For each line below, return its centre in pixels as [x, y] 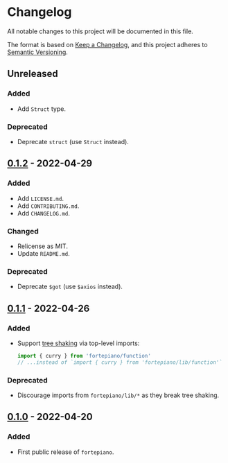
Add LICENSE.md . [41, 198]
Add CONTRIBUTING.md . [48, 206]
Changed [23, 231]
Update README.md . [44, 253]
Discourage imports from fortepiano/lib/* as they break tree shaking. [118, 395]
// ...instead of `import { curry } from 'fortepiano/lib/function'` [120, 362]
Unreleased [33, 74]
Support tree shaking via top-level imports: [78, 343]
